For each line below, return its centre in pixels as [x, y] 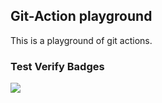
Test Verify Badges [57, 66]
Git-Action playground [81, 16]
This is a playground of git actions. [81, 40]
